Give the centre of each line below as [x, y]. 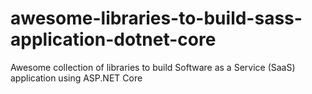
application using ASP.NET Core [76, 78]
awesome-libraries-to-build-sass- [156, 18]
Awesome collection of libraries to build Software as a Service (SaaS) [153, 67]
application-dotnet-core [113, 39]
